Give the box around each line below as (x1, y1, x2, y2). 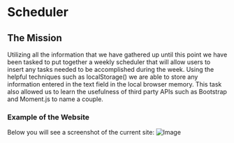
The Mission (7, 32, 62, 44)
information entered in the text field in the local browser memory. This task (7, 80, 222, 88)
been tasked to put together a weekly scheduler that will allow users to (7, 58, 211, 66)
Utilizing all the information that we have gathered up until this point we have (7, 50, 228, 59)
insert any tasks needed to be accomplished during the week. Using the (7, 66, 214, 73)
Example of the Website (7, 112, 89, 122)
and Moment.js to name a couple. (7, 95, 103, 103)
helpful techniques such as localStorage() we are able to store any (7, 73, 198, 81)
